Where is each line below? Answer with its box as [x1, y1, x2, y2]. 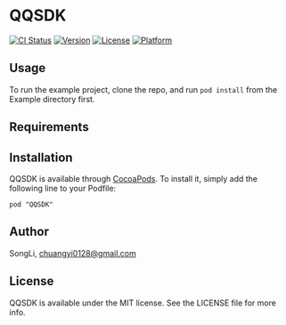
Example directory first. [9, 93, 95, 104]
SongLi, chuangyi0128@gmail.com [9, 248, 136, 258]
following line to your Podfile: [9, 183, 117, 193]
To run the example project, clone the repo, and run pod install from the [9, 84, 278, 94]
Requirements [9, 119, 89, 134]
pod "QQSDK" [9, 199, 53, 209]
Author [9, 224, 49, 240]
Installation [9, 150, 73, 165]
